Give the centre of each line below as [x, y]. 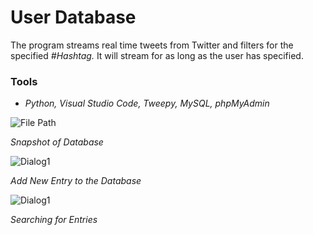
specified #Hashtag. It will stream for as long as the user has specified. [157, 55]
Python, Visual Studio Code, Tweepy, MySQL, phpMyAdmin [147, 103]
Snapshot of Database [57, 142]
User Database [73, 17]
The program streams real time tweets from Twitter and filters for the [152, 45]
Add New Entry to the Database [76, 181]
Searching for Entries [54, 220]
